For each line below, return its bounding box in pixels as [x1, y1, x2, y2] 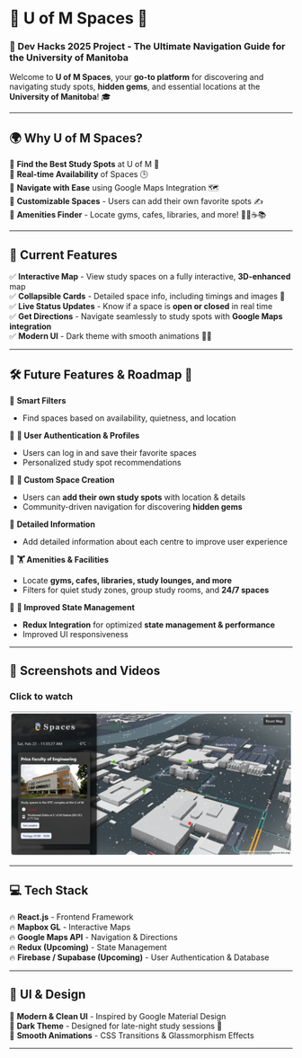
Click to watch [9, 690, 74, 703]
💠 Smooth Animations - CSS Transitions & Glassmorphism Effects [9, 1029, 254, 1041]
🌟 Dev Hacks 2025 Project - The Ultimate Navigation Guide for [9, 40, 286, 53]
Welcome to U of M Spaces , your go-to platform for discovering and [9, 72, 264, 83]
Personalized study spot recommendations [22, 457, 182, 467]
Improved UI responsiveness [22, 628, 129, 639]
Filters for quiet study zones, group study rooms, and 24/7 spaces [22, 584, 270, 595]
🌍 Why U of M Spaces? [9, 130, 144, 146]
